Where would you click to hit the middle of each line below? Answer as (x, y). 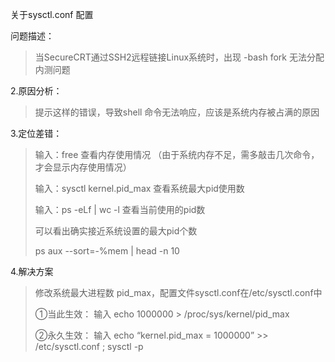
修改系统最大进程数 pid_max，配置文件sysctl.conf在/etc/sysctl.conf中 (178, 292)
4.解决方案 (32, 271)
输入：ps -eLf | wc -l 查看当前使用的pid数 (120, 209)
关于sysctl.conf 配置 (52, 14)
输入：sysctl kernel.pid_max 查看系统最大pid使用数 (139, 188)
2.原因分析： (36, 91)
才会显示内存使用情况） (83, 167)
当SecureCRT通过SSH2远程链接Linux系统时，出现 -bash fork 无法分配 (179, 57)
